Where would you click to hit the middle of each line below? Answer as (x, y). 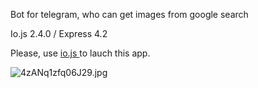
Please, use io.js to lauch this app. (80, 53)
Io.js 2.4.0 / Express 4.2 (59, 33)
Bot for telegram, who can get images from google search (129, 14)
